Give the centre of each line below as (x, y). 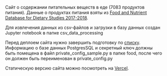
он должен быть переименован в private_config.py (59, 58)
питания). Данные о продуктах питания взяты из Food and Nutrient (76, 12)
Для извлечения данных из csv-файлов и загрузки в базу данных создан (83, 27)
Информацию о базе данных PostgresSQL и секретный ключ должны (79, 48)
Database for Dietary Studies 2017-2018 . (47, 18)
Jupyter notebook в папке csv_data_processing (54, 33)
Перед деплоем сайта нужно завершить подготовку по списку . (73, 42)
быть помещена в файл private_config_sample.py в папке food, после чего (84, 53)
